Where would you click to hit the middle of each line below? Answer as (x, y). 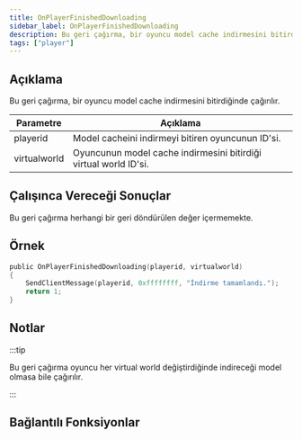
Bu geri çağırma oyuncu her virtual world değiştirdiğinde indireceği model (146, 367)
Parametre (39, 123)
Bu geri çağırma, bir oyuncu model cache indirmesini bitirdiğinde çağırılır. (145, 101)
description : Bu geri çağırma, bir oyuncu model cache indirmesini (138, 34)
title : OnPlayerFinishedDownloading (78, 18)
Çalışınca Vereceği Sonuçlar (90, 196)
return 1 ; (44, 292)
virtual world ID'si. (111, 165)
